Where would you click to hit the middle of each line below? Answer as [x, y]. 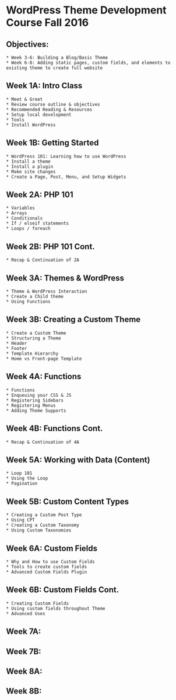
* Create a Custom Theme [36, 333]
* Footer [17, 348]
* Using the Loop [27, 478]
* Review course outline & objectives [53, 104]
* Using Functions [28, 302]
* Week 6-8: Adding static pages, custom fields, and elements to [88, 63]
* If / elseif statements [37, 224]
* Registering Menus [31, 405]
